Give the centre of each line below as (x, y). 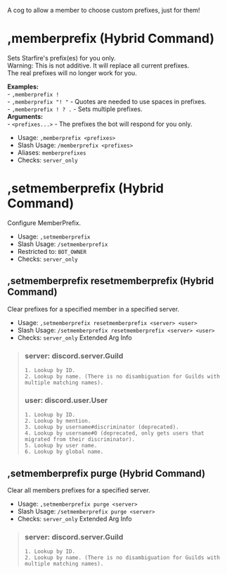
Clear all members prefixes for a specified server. (79, 490)
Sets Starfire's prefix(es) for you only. (61, 58)
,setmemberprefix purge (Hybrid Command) (106, 473)
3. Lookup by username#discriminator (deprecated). (102, 427)
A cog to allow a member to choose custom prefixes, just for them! (104, 10)
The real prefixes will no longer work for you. (72, 72)
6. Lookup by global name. (64, 452)
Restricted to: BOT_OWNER (52, 251)
